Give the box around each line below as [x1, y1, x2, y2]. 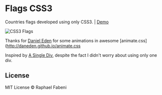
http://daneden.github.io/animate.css [6, 43, 81, 48]
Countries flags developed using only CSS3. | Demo [5, 19, 109, 25]
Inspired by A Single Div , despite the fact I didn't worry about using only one [5, 52, 158, 58]
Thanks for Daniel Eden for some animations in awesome [5, 37, 119, 44]
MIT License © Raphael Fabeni [5, 84, 67, 90]
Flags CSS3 [5, 3, 52, 14]
